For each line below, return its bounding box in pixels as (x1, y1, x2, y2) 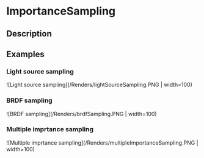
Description (6, 29, 52, 39)
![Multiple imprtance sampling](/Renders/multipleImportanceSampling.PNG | (6, 139, 199, 146)
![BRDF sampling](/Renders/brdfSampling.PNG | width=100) (6, 110, 157, 117)
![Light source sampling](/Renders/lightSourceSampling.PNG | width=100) (6, 81, 192, 89)
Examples (6, 49, 45, 59)
